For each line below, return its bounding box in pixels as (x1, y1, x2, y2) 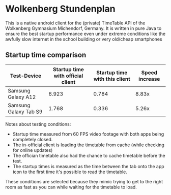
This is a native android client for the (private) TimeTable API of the (5, 20, 146, 26)
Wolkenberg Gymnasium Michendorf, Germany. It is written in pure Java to (5, 25, 162, 31)
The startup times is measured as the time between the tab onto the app (12, 163, 164, 169)
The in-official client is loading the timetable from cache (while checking (12, 142, 164, 148)
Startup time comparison (5, 51, 87, 59)
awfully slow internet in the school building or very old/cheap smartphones (5, 36, 162, 42)
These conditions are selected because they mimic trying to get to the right (5, 178, 163, 184)
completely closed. (12, 136, 53, 142)
